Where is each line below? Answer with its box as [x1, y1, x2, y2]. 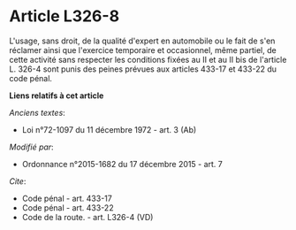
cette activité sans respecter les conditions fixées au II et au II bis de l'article [9, 54, 287, 65]
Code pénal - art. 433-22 [21, 202, 114, 213]
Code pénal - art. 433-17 [21, 193, 112, 203]
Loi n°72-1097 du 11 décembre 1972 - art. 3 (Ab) [21, 124, 197, 134]
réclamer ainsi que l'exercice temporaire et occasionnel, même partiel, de [9, 44, 277, 55]
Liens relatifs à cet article [9, 90, 104, 101]
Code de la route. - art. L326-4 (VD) [21, 211, 154, 222]
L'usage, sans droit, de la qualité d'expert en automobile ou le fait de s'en [9, 35, 276, 46]
